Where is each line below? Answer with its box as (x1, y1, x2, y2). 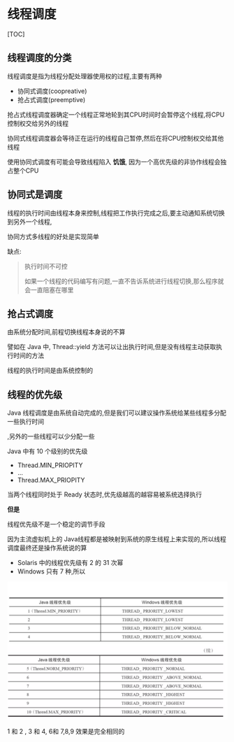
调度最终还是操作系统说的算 (7, 543, 87, 552)
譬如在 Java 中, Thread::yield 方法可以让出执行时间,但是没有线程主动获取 (7, 343, 217, 351)
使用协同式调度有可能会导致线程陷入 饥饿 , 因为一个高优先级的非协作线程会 (7, 157, 221, 166)
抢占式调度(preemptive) (17, 95, 86, 104)
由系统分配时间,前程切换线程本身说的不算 (7, 328, 126, 336)
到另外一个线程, (7, 217, 52, 226)
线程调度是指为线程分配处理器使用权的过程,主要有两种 (7, 71, 163, 80)
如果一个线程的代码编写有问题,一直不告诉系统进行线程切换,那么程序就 (24, 277, 224, 285)
